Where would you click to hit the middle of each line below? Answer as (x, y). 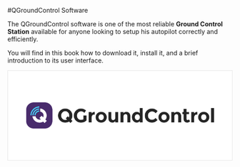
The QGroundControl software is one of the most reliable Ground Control (115, 24)
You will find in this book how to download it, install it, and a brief (103, 53)
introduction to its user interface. (55, 60)
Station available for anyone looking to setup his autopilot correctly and (112, 32)
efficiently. (23, 39)
